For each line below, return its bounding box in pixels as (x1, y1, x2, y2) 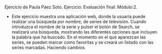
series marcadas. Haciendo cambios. (11, 45, 86, 50)
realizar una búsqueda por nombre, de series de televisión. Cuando (11, 19, 146, 24)
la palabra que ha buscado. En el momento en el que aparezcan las (11, 34, 146, 40)
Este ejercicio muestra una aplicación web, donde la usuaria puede (11, 14, 146, 19)
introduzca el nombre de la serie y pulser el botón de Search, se (11, 24, 140, 30)
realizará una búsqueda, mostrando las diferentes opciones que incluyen (11, 29, 158, 35)
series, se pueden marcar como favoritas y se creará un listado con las (11, 39, 154, 45)
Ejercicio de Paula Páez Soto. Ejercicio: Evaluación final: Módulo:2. (4, 4, 138, 10)
